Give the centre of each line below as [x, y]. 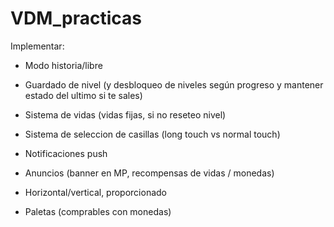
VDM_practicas [76, 18]
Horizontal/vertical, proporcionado [95, 192]
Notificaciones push [66, 153]
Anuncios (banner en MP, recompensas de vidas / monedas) [149, 173]
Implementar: [37, 46]
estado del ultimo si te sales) [83, 95]
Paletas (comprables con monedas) [98, 211]
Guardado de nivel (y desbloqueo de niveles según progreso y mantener [174, 84]
